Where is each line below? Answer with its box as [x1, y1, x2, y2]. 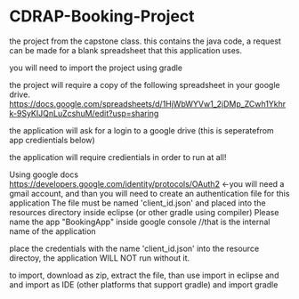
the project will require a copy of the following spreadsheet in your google [9, 79, 280, 90]
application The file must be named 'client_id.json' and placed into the [9, 198, 266, 208]
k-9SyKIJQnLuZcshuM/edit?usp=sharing [9, 108, 159, 118]
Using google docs [9, 169, 78, 180]
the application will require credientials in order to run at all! [9, 151, 227, 162]
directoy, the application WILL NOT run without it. [9, 252, 190, 263]
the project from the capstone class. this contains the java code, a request [9, 36, 282, 46]
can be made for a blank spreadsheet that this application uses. [9, 44, 243, 55]
